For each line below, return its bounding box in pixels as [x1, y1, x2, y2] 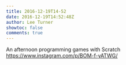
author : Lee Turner [6, 19, 54, 25]
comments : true [6, 30, 43, 36]
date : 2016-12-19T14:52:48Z [6, 14, 75, 20]
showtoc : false [6, 24, 43, 31]
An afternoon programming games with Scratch [6, 46, 121, 53]
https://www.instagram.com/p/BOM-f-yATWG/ [6, 52, 118, 59]
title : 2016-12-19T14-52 [6, 8, 66, 15]
